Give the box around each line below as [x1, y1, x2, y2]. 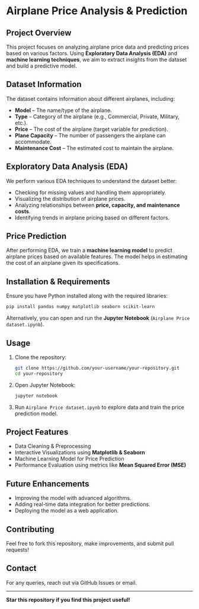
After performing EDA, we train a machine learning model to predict [6, 247, 173, 254]
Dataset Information [6, 79, 82, 89]
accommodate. [14, 138, 52, 145]
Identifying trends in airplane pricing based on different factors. [14, 214, 170, 221]
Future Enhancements [6, 479, 90, 489]
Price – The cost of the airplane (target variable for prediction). [14, 126, 169, 133]
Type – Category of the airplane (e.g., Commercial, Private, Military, [14, 113, 179, 120]
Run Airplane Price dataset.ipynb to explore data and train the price [14, 403, 185, 411]
